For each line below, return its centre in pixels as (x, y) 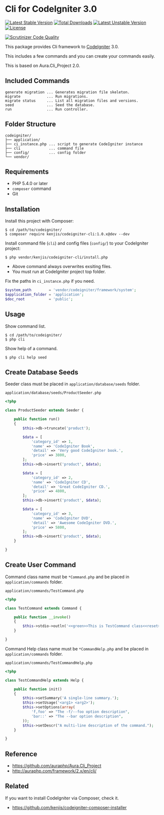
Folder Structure (31, 124)
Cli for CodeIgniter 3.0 (51, 9)
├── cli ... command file (44, 148)
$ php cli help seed (26, 357)
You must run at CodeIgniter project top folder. (59, 272)
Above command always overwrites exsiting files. (62, 267)
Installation (22, 209)
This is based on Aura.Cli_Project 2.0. (43, 65)
